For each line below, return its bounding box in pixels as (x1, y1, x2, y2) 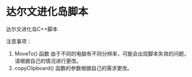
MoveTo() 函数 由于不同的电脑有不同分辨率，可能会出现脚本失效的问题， (14, 50, 189, 57)
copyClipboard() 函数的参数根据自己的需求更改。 (14, 64, 133, 71)
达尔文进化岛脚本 (6, 5, 89, 19)
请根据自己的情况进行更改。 (14, 57, 82, 64)
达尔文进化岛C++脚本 (6, 25, 58, 32)
